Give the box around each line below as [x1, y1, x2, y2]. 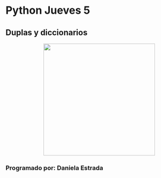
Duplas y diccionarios [5, 27, 88, 38]
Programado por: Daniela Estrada [5, 164, 103, 172]
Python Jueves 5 [5, 4, 90, 17]
